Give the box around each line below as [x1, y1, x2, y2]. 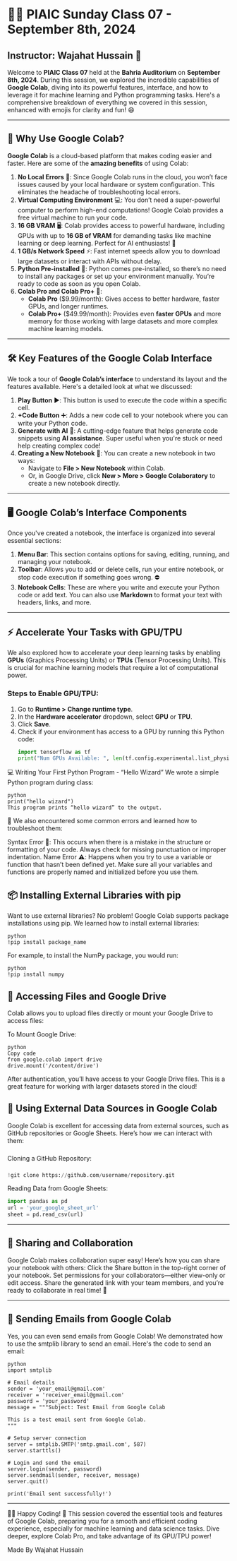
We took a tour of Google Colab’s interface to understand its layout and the [7, 374, 228, 383]
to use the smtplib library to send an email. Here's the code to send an [7, 1339, 212, 1348]
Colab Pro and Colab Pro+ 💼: [17, 287, 102, 295]
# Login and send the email [7, 1459, 90, 1466]
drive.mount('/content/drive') [7, 1062, 99, 1069]
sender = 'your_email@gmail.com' [7, 1385, 106, 1392]
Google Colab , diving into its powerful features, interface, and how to [7, 83, 209, 91]
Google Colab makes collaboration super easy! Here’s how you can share [7, 1256, 220, 1264]
